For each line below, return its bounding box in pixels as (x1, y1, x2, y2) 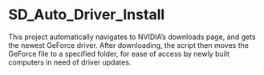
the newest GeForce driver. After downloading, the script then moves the (8, 40, 249, 49)
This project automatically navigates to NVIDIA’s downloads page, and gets (8, 32, 256, 41)
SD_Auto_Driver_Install (8, 6, 165, 24)
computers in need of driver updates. (8, 57, 132, 67)
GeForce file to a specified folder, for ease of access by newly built (8, 49, 230, 58)
